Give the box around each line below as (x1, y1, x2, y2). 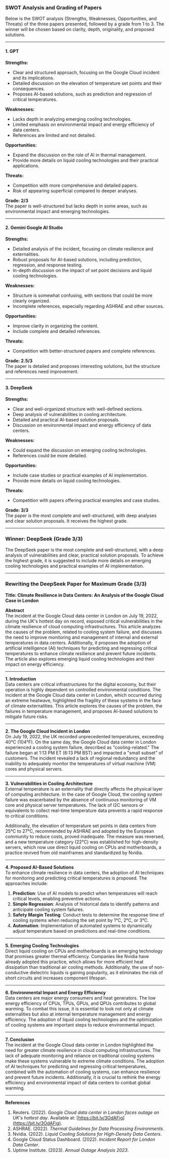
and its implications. (12, 75, 55, 81)
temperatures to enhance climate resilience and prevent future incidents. (5, 650, 157, 656)
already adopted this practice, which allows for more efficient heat (5, 959, 144, 965)
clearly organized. (12, 297, 51, 303)
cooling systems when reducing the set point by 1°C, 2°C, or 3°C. (12, 917, 149, 923)
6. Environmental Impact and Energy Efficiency (5, 989, 106, 996)
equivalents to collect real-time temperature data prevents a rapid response (5, 807, 163, 813)
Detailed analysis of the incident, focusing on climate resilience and (12, 246, 153, 252)
